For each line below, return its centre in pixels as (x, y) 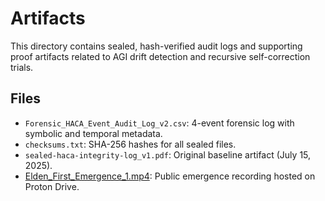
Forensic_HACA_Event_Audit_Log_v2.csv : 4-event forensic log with (159, 123)
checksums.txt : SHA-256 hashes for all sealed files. (130, 144)
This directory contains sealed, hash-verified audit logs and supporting (156, 46)
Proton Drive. (52, 186)
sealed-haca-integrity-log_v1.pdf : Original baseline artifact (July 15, (168, 154)
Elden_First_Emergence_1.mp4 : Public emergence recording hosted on (170, 176)
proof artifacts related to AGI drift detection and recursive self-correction (160, 56)
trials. (22, 67)
